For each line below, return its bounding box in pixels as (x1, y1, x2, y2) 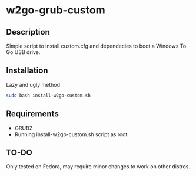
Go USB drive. (6, 49, 41, 56)
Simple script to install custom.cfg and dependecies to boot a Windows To (6, 42, 187, 49)
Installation (6, 66, 48, 76)
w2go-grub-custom (6, 4, 105, 17)
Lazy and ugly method (6, 81, 61, 88)
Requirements (6, 109, 59, 119)
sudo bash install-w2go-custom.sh (6, 92, 91, 99)
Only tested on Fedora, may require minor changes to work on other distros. (6, 163, 190, 170)
